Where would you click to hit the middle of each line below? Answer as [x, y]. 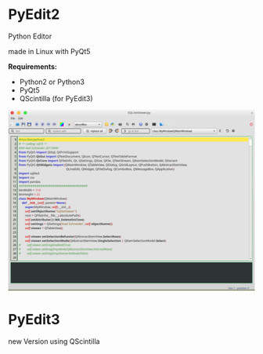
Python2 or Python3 [52, 82]
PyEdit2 [34, 15]
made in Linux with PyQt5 [49, 51]
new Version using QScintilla [54, 341]
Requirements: [32, 66]
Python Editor [30, 36]
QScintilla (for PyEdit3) [56, 98]
